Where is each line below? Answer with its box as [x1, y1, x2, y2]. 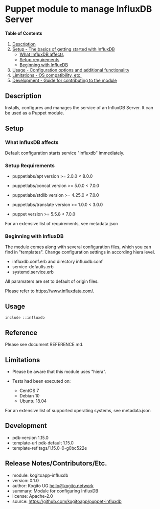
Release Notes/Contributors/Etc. [5, 459, 107, 468]
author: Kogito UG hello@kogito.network [12, 483, 94, 488]
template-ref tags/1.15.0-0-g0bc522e [12, 445, 87, 451]
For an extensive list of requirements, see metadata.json [5, 221, 118, 227]
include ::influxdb [5, 315, 45, 320]
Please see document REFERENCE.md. [5, 342, 84, 347]
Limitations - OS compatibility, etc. [12, 72, 82, 78]
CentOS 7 [19, 388, 39, 393]
